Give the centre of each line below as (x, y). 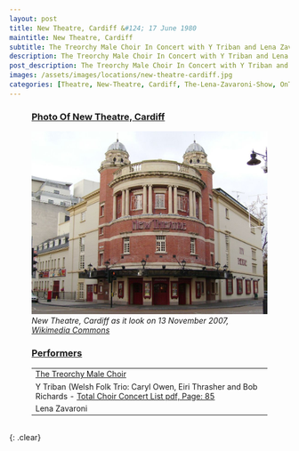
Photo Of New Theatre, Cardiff (98, 117)
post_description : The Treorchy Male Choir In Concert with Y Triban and (149, 66)
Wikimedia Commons (71, 330)
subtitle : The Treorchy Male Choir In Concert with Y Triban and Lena (143, 47)
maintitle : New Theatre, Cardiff (71, 37)
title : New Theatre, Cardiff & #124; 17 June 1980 (103, 28)
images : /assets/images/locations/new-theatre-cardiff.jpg (121, 76)
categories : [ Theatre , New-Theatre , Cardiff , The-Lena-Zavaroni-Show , (143, 85)
